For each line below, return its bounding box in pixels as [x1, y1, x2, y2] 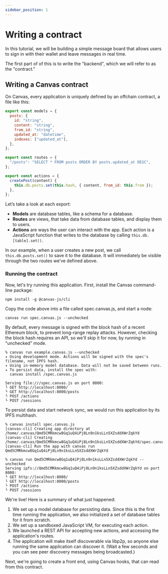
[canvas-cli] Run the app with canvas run [5, 444, 95, 449]
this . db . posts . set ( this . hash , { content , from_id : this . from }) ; [14, 182, 153, 188]
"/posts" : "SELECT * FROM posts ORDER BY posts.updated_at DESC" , [9, 160, 151, 165]
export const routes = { [5, 155, 57, 160]
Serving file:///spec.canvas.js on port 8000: [5, 380, 104, 386]
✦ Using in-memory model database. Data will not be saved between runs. [5, 363, 162, 368]
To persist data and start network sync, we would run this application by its [5, 407, 160, 413]
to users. [12, 222, 31, 228]
